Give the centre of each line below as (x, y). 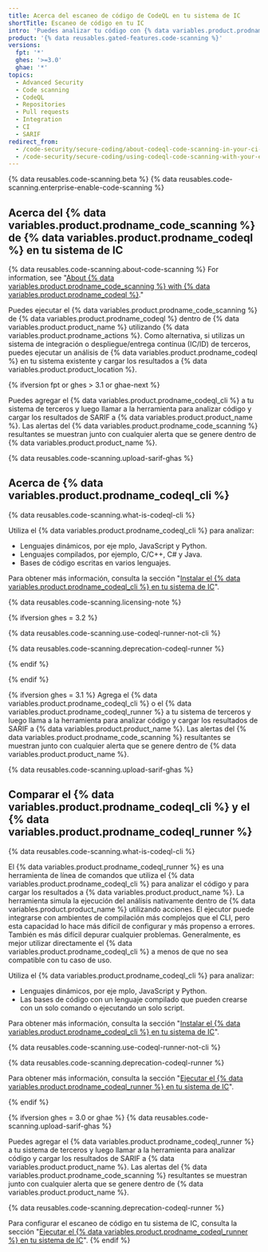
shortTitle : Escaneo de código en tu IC (77, 23)
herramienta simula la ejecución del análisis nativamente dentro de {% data (132, 900)
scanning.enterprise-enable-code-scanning (81, 187)
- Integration (39, 120)
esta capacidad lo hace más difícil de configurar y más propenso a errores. (132, 926)
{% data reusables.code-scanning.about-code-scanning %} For (114, 270)
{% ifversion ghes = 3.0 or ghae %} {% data (81, 1117)
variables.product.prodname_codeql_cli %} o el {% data (100, 703)
